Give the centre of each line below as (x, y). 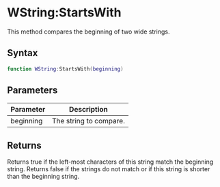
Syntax (23, 53)
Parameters (32, 90)
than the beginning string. (43, 177)
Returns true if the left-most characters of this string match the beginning (110, 162)
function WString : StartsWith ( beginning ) (66, 69)
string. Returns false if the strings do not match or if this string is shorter (109, 169)
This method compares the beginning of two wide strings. (88, 32)
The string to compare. (88, 121)
